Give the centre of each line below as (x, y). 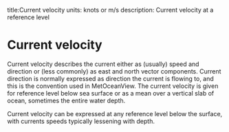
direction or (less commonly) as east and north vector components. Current (114, 71)
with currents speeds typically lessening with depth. (81, 121)
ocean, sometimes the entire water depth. (66, 100)
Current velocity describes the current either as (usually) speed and (103, 64)
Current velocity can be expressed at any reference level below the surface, (115, 113)
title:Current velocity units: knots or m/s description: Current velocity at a (110, 10)
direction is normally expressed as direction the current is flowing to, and (111, 78)
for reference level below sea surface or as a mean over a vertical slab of (111, 93)
